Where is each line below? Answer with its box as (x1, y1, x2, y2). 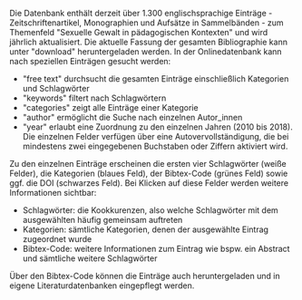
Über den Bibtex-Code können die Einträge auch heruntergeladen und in (9, 271, 280, 281)
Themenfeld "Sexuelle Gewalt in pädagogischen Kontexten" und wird (9, 27, 268, 37)
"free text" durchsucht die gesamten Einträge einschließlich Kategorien (22, 73, 289, 84)
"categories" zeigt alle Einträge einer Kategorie (22, 102, 199, 112)
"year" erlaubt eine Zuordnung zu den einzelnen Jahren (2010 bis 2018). (22, 121, 293, 132)
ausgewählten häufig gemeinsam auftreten (22, 215, 183, 225)
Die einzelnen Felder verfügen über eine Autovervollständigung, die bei (22, 131, 289, 141)
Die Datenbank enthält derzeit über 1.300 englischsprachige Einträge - (9, 8, 273, 18)
